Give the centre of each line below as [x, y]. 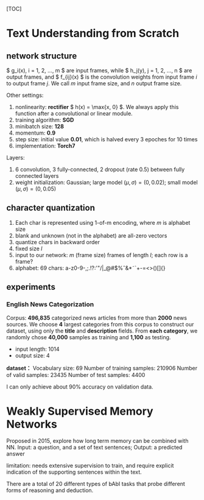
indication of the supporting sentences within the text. [74, 472]
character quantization [51, 208]
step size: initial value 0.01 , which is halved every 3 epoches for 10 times [106, 139]
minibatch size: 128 [39, 126]
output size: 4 [32, 355]
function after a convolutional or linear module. [74, 113]
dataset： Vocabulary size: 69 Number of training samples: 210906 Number [102, 368]
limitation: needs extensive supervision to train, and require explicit [90, 466]
